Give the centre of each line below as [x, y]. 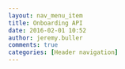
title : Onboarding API [45, 23]
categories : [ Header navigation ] [63, 52]
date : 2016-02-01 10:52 [47, 30]
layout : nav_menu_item [45, 15]
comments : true [33, 45]
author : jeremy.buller [45, 38]
